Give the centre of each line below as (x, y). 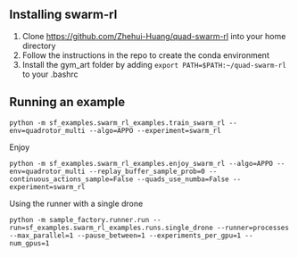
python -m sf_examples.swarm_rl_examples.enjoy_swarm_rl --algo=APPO (141, 163)
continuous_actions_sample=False (71, 179)
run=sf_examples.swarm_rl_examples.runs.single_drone (112, 228)
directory (39, 46)
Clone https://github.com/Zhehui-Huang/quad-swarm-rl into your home (154, 36)
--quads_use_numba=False (183, 179)
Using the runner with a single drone (76, 203)
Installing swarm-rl (63, 15)
